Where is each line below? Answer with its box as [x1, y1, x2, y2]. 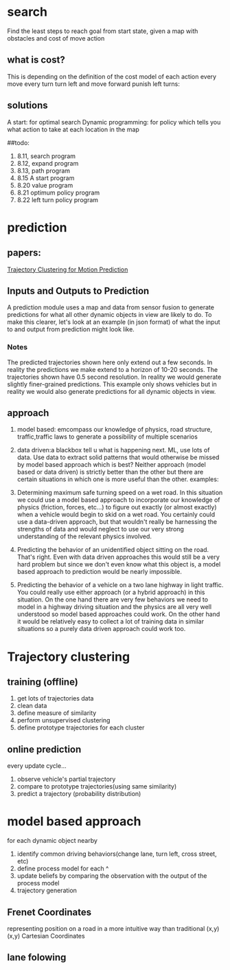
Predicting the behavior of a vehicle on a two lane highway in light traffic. [16, 581, 224, 589]
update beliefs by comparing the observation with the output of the [16, 872, 207, 880]
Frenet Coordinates [7, 906, 91, 918]
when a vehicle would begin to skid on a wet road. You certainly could [16, 510, 216, 519]
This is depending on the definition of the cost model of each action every [7, 72, 217, 80]
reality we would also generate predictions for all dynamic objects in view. [7, 387, 216, 395]
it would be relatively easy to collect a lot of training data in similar [16, 617, 205, 626]
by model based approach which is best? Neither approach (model [16, 461, 206, 469]
